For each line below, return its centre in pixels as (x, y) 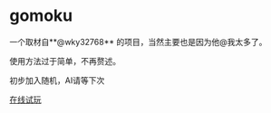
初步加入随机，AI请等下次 (57, 80)
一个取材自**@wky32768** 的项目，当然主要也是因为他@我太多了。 (138, 42)
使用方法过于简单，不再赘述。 (65, 61)
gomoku (41, 16)
